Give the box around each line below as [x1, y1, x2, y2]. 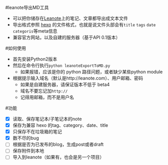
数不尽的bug [12, 135, 39, 141]
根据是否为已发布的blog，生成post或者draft [12, 142, 104, 148]
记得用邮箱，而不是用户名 [20, 94, 74, 100]
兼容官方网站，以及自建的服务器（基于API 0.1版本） [12, 35, 121, 40]
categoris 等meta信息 [12, 28, 58, 34]
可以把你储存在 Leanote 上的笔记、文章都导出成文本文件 [12, 15, 128, 21]
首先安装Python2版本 [12, 56, 58, 62]
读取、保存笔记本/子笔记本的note [12, 116, 82, 122]
